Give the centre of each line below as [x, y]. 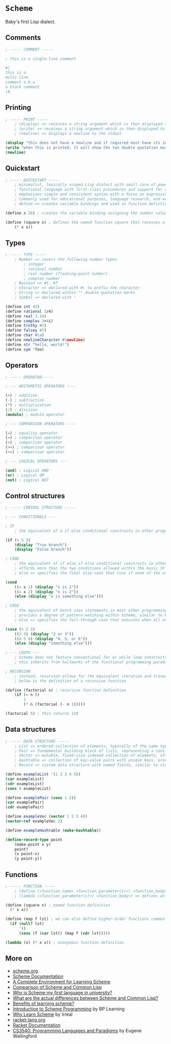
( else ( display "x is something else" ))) [59, 596]
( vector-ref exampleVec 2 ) [34, 821]
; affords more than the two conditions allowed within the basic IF [90, 568]
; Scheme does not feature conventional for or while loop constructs [91, 658]
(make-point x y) [33, 844]
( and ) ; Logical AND [27, 470]
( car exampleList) [25, 779]
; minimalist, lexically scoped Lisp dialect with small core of [85, 185]
